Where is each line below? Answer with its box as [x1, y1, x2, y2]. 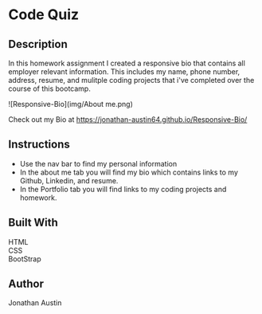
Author [8, 277, 44, 291]
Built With [8, 216, 58, 230]
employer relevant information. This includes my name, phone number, [8, 67, 240, 77]
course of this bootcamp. [8, 84, 92, 93]
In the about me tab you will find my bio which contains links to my [19, 167, 239, 177]
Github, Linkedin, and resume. [19, 175, 119, 185]
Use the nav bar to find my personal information [19, 159, 178, 168]
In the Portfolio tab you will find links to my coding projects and [19, 184, 227, 194]
